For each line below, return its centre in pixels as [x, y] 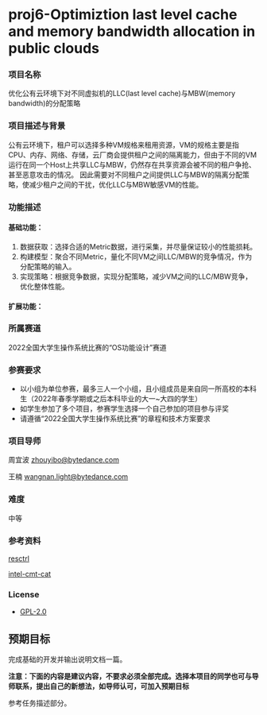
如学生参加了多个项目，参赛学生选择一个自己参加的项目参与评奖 [124, 409]
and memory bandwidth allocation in [132, 31]
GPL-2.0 [33, 612]
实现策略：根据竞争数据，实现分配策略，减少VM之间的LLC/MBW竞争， [136, 276]
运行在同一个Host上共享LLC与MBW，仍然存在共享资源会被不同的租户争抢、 [132, 164]
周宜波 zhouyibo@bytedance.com [64, 460]
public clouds [54, 48]
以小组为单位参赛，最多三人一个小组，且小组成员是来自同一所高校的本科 [138, 389]
